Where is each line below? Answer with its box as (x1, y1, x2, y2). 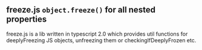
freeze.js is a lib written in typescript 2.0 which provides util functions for (6, 30, 188, 37)
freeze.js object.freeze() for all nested (6, 5, 156, 15)
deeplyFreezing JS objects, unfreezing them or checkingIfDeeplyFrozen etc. (6, 36, 197, 44)
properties (6, 14, 47, 25)
